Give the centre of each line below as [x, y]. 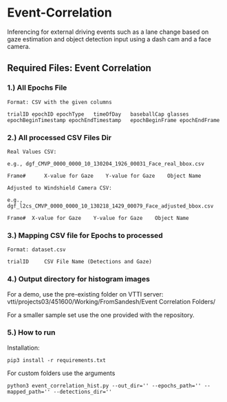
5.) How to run [31, 332]
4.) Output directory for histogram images [78, 279]
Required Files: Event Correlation [79, 68]
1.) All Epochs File [37, 88]
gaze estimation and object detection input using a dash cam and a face [109, 39]
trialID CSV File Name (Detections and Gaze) [80, 262]
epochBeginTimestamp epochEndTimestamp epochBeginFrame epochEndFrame [113, 120]
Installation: [23, 348]
